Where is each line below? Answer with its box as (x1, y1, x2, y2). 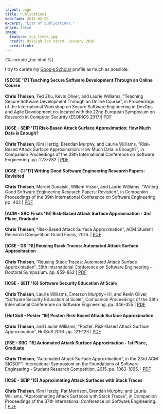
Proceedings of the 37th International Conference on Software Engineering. (5, 398, 157, 404)
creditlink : (9, 43, 34, 48)
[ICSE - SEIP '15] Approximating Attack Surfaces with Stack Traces (5, 377, 143, 383)
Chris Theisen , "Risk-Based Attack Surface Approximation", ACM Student (5, 226, 153, 232)
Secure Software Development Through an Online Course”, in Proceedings (5, 98, 154, 104)
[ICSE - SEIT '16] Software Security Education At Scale (5, 281, 117, 286)
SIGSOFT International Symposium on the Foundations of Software (5, 361, 139, 367)
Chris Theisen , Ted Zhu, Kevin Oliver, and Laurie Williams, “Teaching (5, 93, 144, 99)
